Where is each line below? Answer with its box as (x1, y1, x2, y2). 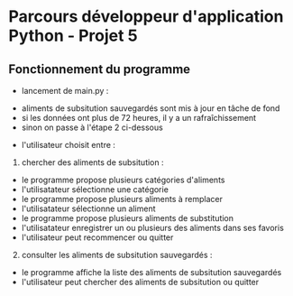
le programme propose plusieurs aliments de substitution (21, 213, 234, 223)
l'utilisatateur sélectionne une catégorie (21, 184, 169, 195)
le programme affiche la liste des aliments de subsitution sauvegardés (21, 267, 282, 277)
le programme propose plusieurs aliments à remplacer (21, 194, 223, 204)
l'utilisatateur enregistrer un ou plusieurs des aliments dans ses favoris (21, 223, 285, 233)
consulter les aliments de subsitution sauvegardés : (21, 250, 213, 260)
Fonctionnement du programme (8, 61, 191, 77)
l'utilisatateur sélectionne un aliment (21, 203, 156, 214)
